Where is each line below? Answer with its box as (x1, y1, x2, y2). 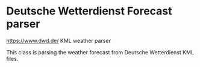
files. (6, 55, 19, 62)
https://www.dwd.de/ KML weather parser (6, 37, 111, 44)
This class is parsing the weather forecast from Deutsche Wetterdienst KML (6, 48, 195, 56)
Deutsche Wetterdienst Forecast (6, 4, 173, 18)
